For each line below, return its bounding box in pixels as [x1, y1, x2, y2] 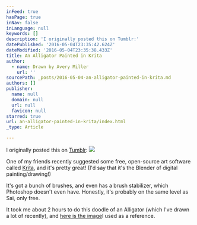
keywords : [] [6, 31, 39, 37]
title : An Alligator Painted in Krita [6, 53, 102, 59]
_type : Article [6, 124, 44, 130]
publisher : [6, 86, 33, 92]
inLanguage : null [6, 25, 49, 31]
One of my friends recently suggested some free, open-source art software [6, 158, 191, 165]
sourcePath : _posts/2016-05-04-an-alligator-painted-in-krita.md [6, 75, 171, 81]
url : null [11, 102, 36, 108]
